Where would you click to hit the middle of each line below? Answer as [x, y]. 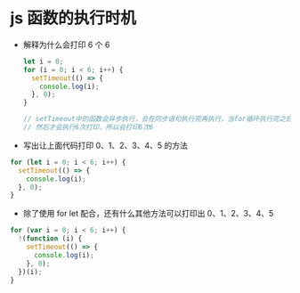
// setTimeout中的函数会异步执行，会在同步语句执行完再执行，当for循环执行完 [151, 119]
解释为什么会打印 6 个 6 [66, 45]
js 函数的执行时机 [73, 18]
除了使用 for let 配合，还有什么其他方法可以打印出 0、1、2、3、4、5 [148, 214]
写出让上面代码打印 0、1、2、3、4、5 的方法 [105, 145]
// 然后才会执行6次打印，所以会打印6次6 [88, 127]
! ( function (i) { [50, 239]
